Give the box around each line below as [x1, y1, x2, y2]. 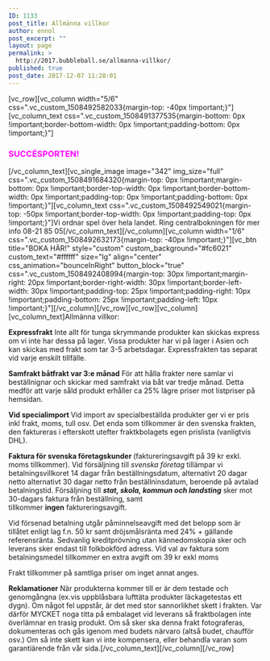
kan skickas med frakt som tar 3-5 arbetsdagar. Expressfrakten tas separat [8, 344, 258, 354]
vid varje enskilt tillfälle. [8, 353, 86, 362]
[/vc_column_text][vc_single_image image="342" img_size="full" [8, 166, 224, 176]
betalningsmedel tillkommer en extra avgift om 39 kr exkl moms [8, 552, 219, 562]
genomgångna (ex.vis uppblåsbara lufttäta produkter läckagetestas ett [8, 592, 243, 601]
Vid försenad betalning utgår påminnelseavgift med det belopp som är [8, 518, 242, 527]
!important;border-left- [167, 277, 243, 287]
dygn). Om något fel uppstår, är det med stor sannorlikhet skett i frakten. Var [8, 601, 262, 610]
